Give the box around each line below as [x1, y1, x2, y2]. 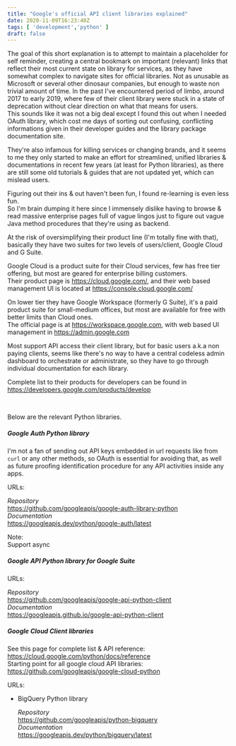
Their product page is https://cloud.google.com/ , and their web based [7, 277, 211, 285]
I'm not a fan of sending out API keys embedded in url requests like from [7, 446, 218, 456]
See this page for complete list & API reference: [7, 644, 146, 653]
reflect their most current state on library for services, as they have [7, 64, 203, 73]
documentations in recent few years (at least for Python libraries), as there [7, 160, 224, 170]
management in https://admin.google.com [7, 328, 129, 336]
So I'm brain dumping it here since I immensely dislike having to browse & [7, 204, 222, 213]
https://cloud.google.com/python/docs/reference [7, 652, 151, 661]
